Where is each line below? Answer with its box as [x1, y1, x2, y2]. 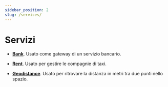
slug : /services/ [5, 12, 42, 17]
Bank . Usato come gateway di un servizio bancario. [12, 51, 121, 57]
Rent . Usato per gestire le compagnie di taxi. [12, 61, 107, 67]
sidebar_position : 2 [5, 7, 49, 13]
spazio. [12, 76, 28, 82]
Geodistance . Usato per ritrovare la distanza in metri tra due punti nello [12, 71, 163, 77]
